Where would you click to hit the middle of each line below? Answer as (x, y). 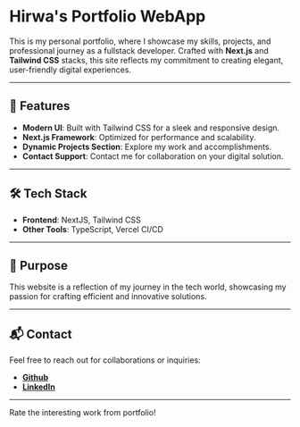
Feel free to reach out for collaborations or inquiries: (105, 360)
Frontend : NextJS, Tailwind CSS (81, 220)
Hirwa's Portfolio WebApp (108, 17)
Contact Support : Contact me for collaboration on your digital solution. (153, 156)
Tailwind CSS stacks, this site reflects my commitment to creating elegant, (146, 60)
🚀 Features (40, 106)
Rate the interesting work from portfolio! (83, 413)
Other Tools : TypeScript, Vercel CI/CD (92, 229)
